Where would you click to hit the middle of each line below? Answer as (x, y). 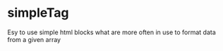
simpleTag (38, 13)
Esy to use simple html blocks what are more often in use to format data (112, 32)
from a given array (34, 39)
